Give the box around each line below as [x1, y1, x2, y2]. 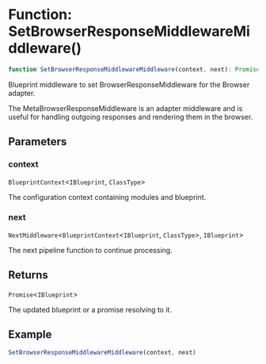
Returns [8, 268, 49, 282]
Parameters [8, 135, 67, 148]
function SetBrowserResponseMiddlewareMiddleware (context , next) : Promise [8, 65, 260, 73]
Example [8, 328, 52, 341]
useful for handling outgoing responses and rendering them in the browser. [8, 112, 253, 121]
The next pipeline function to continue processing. [8, 245, 173, 255]
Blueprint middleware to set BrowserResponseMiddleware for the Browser [8, 79, 250, 89]
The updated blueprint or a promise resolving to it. [8, 305, 173, 314]
